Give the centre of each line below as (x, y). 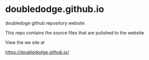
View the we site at (25, 42)
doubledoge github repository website (45, 23)
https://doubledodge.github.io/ (37, 52)
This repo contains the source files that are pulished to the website (75, 32)
